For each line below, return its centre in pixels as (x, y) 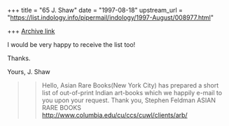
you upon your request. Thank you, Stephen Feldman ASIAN (129, 100)
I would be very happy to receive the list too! (71, 44)
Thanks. (19, 58)
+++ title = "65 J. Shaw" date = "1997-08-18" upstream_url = (95, 10)
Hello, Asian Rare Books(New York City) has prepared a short (130, 85)
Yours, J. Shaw (29, 72)
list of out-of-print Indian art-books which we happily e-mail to (132, 93)
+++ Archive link (31, 31)
